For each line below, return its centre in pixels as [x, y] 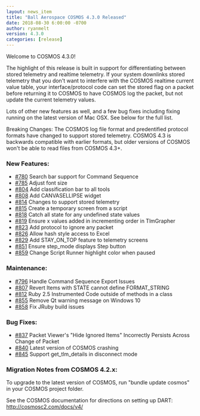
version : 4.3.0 [25, 34]
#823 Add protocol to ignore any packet [64, 227]
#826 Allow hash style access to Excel [62, 234]
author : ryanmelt [28, 28]
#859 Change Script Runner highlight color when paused [85, 253]
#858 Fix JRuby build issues [50, 306]
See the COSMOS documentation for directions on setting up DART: [90, 400]
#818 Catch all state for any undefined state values [77, 215]
